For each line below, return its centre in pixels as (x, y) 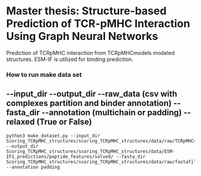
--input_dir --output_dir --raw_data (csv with (92, 94)
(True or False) (64, 122)
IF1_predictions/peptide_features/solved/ (60, 156)
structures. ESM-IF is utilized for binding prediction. (70, 59)
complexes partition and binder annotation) (89, 104)
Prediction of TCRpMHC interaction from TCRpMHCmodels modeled (90, 53)
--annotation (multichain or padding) (112, 112)
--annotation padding (33, 167)
